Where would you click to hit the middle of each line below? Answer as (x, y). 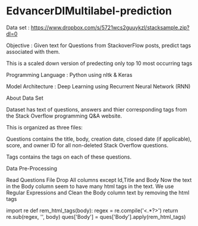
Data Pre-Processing (32, 168)
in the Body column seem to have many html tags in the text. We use (90, 186)
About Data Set (25, 98)
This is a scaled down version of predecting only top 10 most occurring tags (99, 63)
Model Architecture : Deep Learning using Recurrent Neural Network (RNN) (98, 86)
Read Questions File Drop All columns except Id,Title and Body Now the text (99, 179)
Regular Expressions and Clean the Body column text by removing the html (98, 193)
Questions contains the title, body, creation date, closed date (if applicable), (99, 139)
